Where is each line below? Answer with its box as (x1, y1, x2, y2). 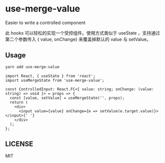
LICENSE (5, 140, 34, 148)
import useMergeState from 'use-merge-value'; (5, 78, 105, 83)
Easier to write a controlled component (5, 20, 86, 26)
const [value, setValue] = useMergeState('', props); (10, 95, 125, 100)
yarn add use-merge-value (5, 64, 59, 69)
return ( (10, 100, 28, 105)
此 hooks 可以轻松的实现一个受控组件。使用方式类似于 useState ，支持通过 (5, 30, 160, 36)
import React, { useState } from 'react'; (5, 73, 96, 78)
